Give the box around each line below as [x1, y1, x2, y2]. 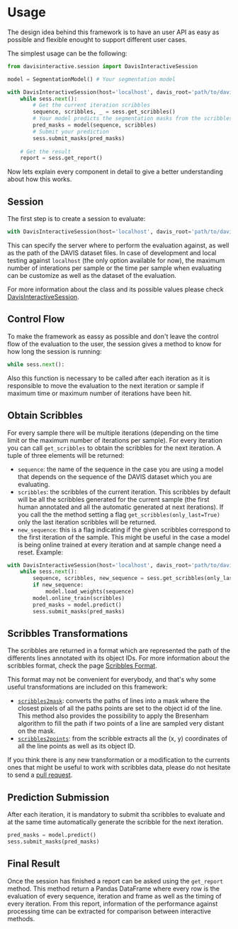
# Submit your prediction [33, 128, 110, 135]
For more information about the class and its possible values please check [7, 285, 225, 294]
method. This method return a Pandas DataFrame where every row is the [7, 884, 220, 893]
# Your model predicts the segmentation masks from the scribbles [33, 115, 233, 122]
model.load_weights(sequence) [45, 588, 135, 595]
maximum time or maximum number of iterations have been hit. [7, 389, 193, 397]
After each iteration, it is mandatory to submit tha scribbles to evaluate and [7, 810, 225, 819]
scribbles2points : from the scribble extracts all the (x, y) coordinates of [17, 734, 228, 743]
